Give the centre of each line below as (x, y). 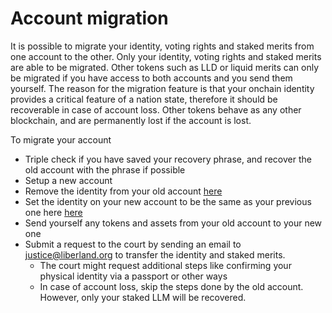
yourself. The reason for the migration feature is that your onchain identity (162, 88)
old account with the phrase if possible (105, 169)
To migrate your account (61, 139)
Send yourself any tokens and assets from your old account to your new (173, 223)
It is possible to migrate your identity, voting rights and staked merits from (162, 46)
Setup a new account (68, 180)
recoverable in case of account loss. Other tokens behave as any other (156, 109)
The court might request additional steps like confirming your (165, 265)
